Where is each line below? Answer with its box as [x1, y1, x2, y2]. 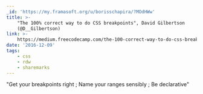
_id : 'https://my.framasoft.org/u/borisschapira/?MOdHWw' [6, 8, 155, 15]
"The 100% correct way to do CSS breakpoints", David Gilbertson [17, 20, 185, 26]
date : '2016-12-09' [6, 43, 56, 48]
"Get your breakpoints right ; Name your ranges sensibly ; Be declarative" [6, 81, 190, 88]
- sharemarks [17, 64, 50, 71]
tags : [6, 48, 20, 54]
